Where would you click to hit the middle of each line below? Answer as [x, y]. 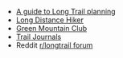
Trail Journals [39, 37]
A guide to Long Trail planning [66, 12]
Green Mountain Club [51, 28]
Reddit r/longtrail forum [54, 45]
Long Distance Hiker [50, 20]
